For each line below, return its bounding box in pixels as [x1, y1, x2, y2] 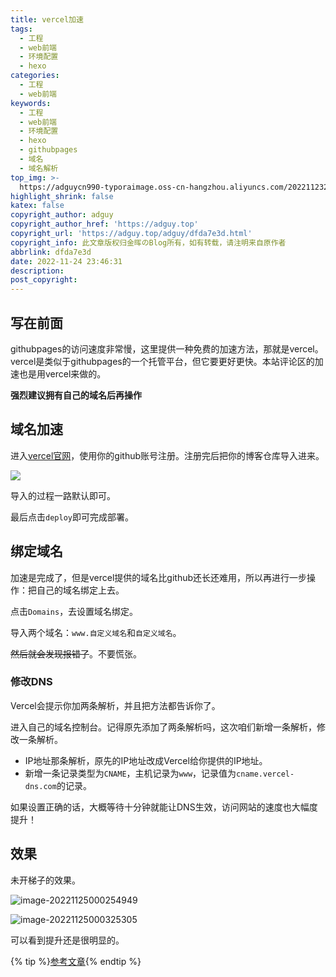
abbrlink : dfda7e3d [10, 247, 92, 257]
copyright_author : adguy [10, 210, 114, 220]
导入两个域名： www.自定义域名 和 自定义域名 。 [10, 626, 182, 638]
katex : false [10, 201, 65, 211]
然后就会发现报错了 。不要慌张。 [10, 647, 142, 660]
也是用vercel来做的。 [18, 367, 107, 380]
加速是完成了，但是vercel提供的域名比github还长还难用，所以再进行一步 [10, 571, 308, 583]
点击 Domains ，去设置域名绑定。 [10, 605, 139, 617]
